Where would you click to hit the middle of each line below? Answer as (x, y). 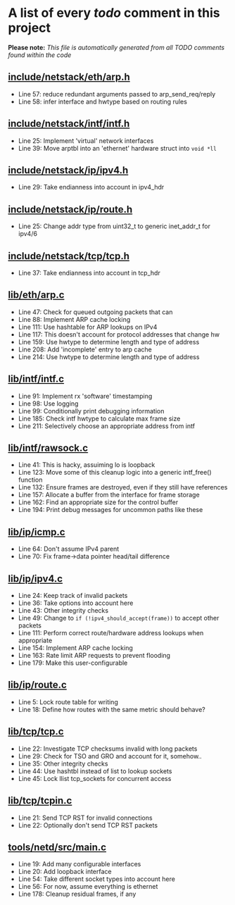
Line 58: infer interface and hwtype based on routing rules (102, 101)
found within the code (40, 55)
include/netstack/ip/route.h (70, 209)
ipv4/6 (28, 234)
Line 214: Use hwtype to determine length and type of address (109, 356)
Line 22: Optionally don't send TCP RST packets (88, 825)
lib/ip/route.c (38, 685)
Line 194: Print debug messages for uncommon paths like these (110, 510)
